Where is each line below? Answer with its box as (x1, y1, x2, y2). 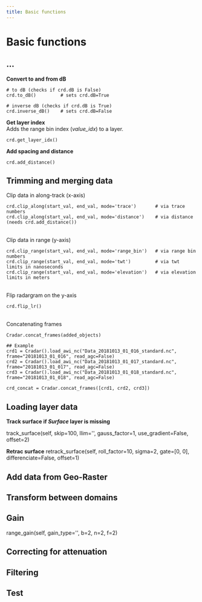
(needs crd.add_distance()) (6, 219, 77, 226)
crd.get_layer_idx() (6, 137, 59, 143)
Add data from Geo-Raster (6, 472, 108, 482)
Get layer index (6, 119, 45, 126)
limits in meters (6, 275, 50, 281)
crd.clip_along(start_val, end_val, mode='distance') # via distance (6, 214, 194, 220)
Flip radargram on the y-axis (6, 292, 77, 299)
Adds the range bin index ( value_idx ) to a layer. (6, 125, 124, 132)
